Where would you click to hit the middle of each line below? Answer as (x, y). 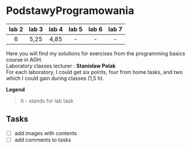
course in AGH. (24, 59)
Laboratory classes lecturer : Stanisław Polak (61, 66)
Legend (15, 89)
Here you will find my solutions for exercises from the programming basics (96, 53)
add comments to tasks (43, 140)
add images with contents (46, 133)
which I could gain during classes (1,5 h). (55, 78)
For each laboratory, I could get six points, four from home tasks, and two (94, 72)
